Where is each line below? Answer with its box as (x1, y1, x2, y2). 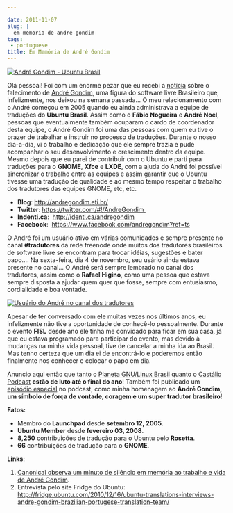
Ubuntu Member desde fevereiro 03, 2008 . (17, 427, 144, 434)
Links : (7, 455, 26, 463)
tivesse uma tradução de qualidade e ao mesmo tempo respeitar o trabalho (7, 177, 222, 185)
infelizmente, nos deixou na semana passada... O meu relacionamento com (7, 96, 222, 104)
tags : (7, 35, 23, 42)
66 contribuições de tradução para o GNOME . (17, 441, 150, 449)
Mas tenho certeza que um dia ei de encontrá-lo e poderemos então (7, 349, 202, 357)
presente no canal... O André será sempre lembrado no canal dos (7, 263, 194, 271)
